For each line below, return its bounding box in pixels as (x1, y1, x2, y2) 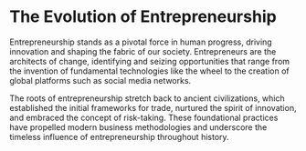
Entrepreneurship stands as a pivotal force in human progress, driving (9, 36, 272, 47)
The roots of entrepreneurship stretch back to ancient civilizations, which (9, 93, 285, 104)
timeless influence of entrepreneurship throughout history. (9, 131, 230, 142)
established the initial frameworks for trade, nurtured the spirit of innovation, (9, 102, 297, 113)
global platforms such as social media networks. (9, 75, 192, 86)
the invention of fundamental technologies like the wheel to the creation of (9, 65, 290, 76)
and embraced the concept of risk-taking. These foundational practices (9, 112, 279, 123)
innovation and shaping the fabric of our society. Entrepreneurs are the (9, 45, 277, 56)
